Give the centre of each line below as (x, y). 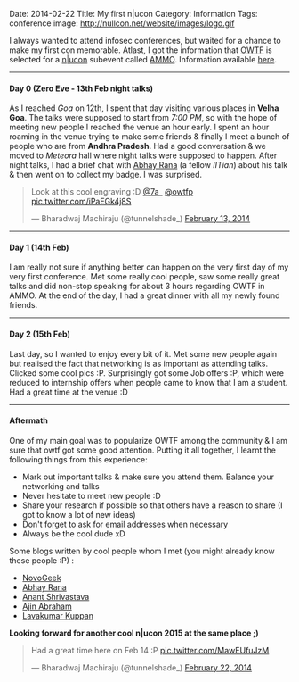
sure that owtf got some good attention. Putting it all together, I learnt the (143, 450)
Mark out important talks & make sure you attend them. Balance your (148, 477)
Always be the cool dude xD (74, 533)
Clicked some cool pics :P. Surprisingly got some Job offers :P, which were (147, 373)
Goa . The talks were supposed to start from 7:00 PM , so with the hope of (143, 118)
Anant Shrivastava (56, 596)
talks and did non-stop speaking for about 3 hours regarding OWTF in (137, 287)
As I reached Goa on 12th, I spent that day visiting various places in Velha (144, 108)
